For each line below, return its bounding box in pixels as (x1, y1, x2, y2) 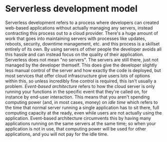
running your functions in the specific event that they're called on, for (5, 88, 148, 94)
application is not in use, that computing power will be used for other (5, 125, 147, 131)
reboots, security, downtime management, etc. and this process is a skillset (5, 40, 160, 46)
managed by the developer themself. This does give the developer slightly (5, 62, 158, 68)
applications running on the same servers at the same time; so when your (5, 120, 156, 126)
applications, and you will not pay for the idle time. (5, 131, 109, 137)
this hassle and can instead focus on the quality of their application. (5, 51, 145, 57)
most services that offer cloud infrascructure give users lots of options (5, 72, 151, 78)
